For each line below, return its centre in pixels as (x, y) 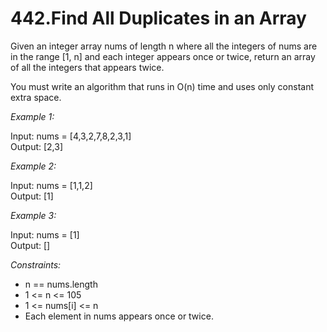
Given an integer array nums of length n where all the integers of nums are (164, 46)
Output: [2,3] (37, 146)
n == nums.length (61, 284)
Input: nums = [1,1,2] (51, 185)
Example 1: (32, 116)
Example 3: (33, 215)
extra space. (36, 97)
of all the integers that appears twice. (87, 67)
